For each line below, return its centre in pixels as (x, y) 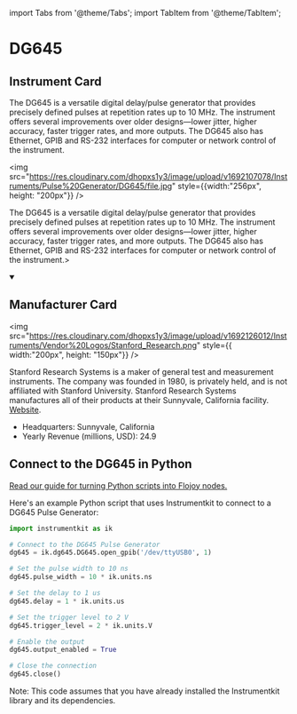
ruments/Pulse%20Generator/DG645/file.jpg (91, 186)
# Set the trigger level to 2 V (69, 617)
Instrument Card (55, 81)
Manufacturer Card (63, 305)
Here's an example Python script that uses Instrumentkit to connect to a (141, 503)
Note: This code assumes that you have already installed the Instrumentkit (145, 691)
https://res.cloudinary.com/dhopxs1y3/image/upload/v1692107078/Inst (159, 176)
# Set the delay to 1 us (55, 593)
